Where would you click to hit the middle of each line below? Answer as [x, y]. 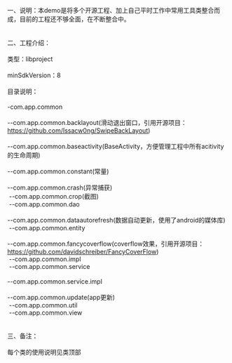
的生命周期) [24, 155]
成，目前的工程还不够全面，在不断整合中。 [69, 19]
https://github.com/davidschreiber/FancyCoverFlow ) [83, 252]
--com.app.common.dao [44, 204]
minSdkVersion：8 [34, 75]
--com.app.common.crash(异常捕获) [60, 187]
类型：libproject [30, 59]
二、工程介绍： [29, 43]
